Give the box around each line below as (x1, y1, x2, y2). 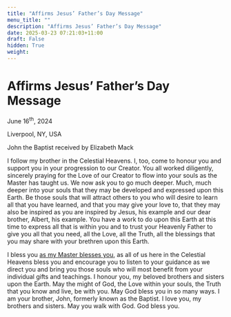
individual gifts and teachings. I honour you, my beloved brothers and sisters (7, 273, 225, 281)
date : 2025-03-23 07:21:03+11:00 (7, 29, 103, 37)
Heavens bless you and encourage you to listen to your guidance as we (7, 258, 210, 266)
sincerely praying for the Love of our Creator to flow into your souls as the (7, 172, 217, 180)
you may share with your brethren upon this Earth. (7, 237, 150, 245)
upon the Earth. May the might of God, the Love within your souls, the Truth (7, 280, 221, 288)
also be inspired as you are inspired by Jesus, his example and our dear (7, 208, 211, 216)
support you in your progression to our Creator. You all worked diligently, (7, 164, 214, 172)
